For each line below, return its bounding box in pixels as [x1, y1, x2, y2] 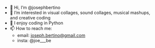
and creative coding [9, 15, 51, 20]
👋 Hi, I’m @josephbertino [9, 5, 61, 10]
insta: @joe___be [17, 38, 51, 43]
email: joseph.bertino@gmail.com [17, 32, 85, 38]
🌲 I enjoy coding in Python [9, 20, 63, 26]
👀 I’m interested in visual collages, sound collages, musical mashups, [9, 10, 151, 16]
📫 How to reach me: [9, 26, 52, 31]
